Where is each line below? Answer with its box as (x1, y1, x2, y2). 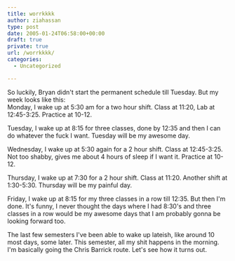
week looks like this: (7, 95, 66, 104)
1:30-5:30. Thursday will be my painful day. (7, 180, 133, 189)
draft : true (7, 36, 42, 43)
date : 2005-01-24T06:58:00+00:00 (7, 29, 105, 37)
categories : (7, 56, 42, 63)
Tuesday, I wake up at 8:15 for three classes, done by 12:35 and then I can (7, 123, 221, 132)
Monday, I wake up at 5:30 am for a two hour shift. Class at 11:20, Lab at (7, 102, 215, 111)
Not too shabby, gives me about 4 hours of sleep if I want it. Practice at (7, 152, 213, 161)
